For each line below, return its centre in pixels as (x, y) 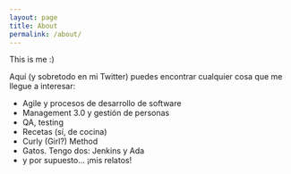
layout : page (34, 17)
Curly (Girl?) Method (60, 141)
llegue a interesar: (43, 87)
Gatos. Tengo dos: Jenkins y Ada (83, 151)
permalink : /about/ (46, 34)
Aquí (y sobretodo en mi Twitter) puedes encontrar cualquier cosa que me (146, 77)
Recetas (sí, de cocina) (64, 132)
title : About (34, 26)
